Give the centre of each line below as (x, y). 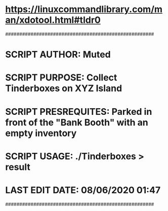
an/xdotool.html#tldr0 (53, 20)
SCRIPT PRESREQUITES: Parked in (79, 112)
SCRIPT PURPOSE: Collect (61, 78)
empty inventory (41, 133)
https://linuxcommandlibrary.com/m (84, 9)
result (18, 167)
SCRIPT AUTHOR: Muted (58, 55)
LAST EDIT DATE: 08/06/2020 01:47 (83, 190)
